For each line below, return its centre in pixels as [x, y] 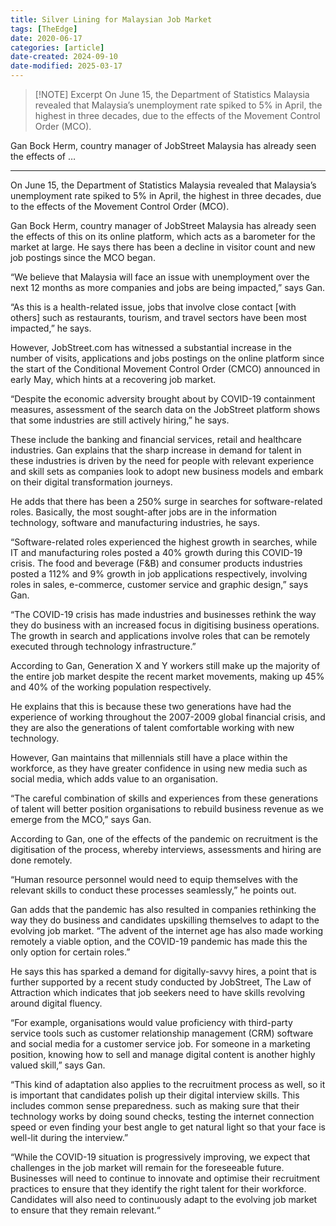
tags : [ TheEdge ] [44, 29]
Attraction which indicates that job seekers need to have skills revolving [158, 992]
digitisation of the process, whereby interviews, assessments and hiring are [166, 849]
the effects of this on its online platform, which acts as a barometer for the [163, 236]
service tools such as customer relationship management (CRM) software [162, 1033]
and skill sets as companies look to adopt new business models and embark [167, 471]
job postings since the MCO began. [83, 257]
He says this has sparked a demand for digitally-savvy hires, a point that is [163, 971]
